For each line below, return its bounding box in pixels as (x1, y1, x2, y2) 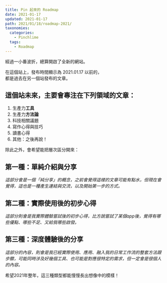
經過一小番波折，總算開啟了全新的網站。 (5, 58, 88, 65)
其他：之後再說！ (12, 136, 48, 142)
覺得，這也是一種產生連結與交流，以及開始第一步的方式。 (5, 183, 122, 189)
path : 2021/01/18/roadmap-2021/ (5, 21, 72, 26)
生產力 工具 (12, 105, 35, 111)
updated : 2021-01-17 (5, 16, 48, 21)
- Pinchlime (14, 35, 39, 40)
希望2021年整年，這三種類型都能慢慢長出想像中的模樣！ (5, 272, 119, 278)
